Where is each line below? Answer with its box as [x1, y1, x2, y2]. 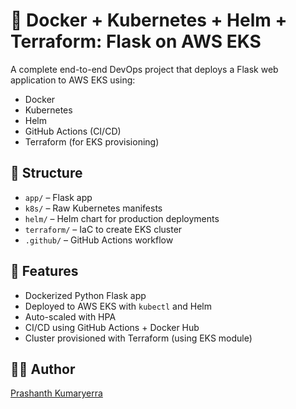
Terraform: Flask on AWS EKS [10, 30, 262, 53]
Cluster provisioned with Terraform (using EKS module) [24, 332, 253, 344]
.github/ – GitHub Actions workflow [24, 234, 174, 246]
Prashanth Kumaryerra [10, 387, 103, 399]
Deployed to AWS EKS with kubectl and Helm [24, 300, 212, 312]
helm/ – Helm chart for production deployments [24, 212, 220, 224]
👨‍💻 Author [10, 360, 76, 378]
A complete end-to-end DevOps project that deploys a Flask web [10, 63, 279, 75]
